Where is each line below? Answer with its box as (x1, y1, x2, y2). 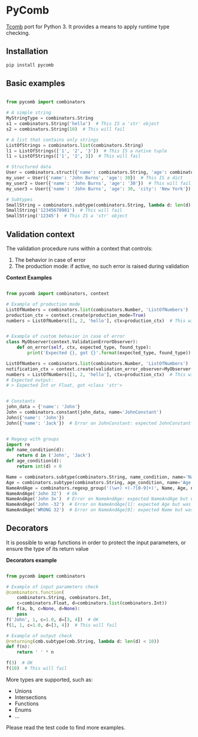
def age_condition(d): (6, 458, 62, 464)
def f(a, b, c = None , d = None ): (6, 606, 81, 612)
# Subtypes (6, 196, 33, 202)
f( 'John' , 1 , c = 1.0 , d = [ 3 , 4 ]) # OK (6, 617, 99, 623)
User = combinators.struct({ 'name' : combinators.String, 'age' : (6, 169, 167, 176)
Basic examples (6, 78, 65, 88)
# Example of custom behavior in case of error (6, 334, 126, 340)
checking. (6, 29, 31, 36)
